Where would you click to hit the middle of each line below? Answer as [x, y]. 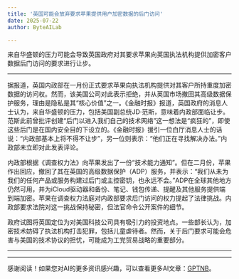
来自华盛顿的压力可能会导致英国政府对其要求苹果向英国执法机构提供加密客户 [119, 55]
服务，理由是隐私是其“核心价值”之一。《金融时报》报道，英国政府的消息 [117, 103]
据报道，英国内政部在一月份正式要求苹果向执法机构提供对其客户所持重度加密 [119, 85]
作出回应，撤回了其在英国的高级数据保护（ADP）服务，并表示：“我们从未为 [118, 172]
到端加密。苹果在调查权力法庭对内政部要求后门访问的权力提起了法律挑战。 [116, 198]
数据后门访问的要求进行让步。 [51, 63]
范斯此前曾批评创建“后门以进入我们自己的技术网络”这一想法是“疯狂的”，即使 [119, 121]
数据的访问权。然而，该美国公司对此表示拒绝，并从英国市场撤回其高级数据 [116, 94]
